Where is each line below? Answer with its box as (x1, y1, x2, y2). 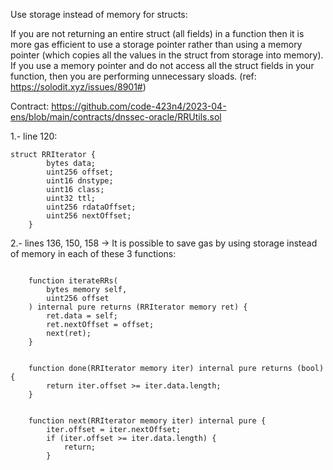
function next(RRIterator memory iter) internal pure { (28, 416, 267, 426)
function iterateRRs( (28, 276, 118, 286)
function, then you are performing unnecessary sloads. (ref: (10, 70, 257, 82)
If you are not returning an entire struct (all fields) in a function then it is (10, 28, 305, 39)
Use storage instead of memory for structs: (10, 9, 188, 20)
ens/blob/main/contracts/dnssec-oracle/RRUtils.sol (10, 111, 222, 123)
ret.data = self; (46, 311, 118, 321)
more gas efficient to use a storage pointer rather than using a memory (10, 39, 303, 50)
